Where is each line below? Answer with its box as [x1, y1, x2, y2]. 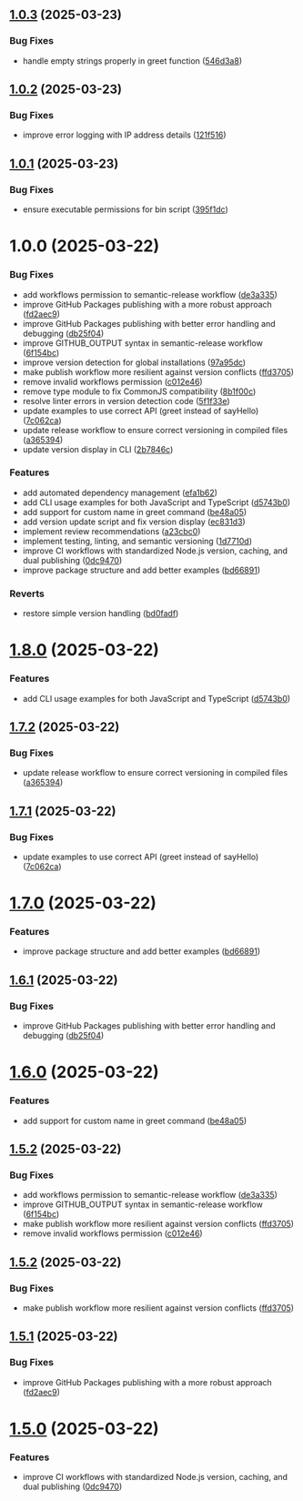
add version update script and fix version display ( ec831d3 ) [22, 516, 246, 527]
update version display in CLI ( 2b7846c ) [22, 443, 174, 454]
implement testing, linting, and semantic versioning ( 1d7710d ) [22, 535, 253, 546]
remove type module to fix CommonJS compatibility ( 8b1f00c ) [22, 386, 257, 397]
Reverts [9, 587, 45, 600]
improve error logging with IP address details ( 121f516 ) [22, 129, 227, 140]
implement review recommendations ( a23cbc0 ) [22, 525, 201, 536]
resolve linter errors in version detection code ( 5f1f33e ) [22, 395, 230, 406]
